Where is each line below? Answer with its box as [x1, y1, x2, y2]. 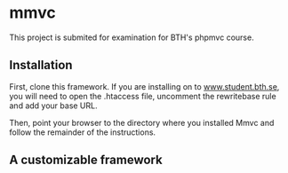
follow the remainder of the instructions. [9, 127, 156, 138]
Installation [9, 58, 73, 73]
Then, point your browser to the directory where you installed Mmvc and [9, 117, 275, 128]
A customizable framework [9, 153, 163, 168]
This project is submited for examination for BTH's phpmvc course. [9, 32, 255, 43]
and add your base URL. [9, 100, 98, 111]
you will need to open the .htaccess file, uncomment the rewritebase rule [9, 90, 277, 101]
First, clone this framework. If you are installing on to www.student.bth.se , [9, 81, 280, 91]
